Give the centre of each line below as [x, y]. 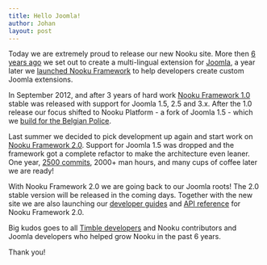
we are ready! [31, 171]
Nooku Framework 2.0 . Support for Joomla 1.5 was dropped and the [121, 145]
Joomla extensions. [41, 80]
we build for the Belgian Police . [60, 121]
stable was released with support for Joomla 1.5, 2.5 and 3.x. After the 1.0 [130, 104]
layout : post [30, 31]
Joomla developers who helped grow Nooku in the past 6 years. [115, 237]
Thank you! [27, 252]
